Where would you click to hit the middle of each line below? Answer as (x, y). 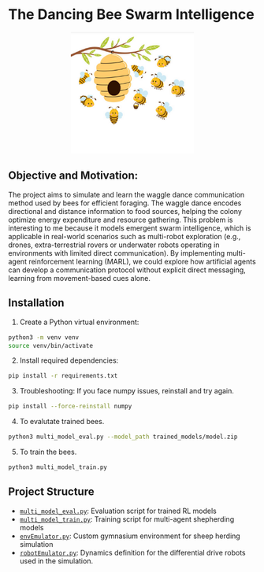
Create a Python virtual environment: (79, 322)
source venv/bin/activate (50, 345)
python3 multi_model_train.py (58, 467)
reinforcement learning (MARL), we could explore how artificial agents (142, 261)
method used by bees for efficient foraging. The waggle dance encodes (125, 203)
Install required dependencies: (69, 360)
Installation (36, 303)
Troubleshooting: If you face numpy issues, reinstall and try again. (127, 391)
